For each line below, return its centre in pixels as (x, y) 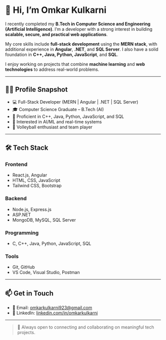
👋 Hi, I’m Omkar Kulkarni (56, 10)
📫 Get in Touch (29, 293)
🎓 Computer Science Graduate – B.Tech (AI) (58, 109)
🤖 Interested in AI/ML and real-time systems (57, 121)
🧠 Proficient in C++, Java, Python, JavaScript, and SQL (68, 116)
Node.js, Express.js (32, 209)
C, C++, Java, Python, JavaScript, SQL (52, 244)
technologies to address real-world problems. (52, 69)
